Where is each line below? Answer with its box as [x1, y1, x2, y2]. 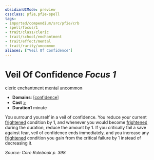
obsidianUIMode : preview [5, 7, 56, 12]
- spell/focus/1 [5, 25, 38, 30]
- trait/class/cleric [5, 30, 49, 35]
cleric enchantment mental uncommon [5, 85, 83, 91]
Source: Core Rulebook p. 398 [5, 150, 66, 156]
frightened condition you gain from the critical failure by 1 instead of [5, 135, 141, 141]
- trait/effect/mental [5, 39, 51, 44]
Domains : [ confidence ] [12, 95, 59, 100]
